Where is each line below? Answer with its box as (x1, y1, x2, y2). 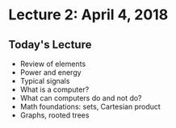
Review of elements (19, 59, 86, 68)
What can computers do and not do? (19, 93, 143, 102)
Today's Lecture (8, 38, 92, 52)
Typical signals (19, 76, 70, 85)
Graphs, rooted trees (19, 110, 90, 120)
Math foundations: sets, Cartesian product (19, 102, 161, 111)
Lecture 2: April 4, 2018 (8, 6, 169, 24)
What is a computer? (19, 85, 90, 94)
